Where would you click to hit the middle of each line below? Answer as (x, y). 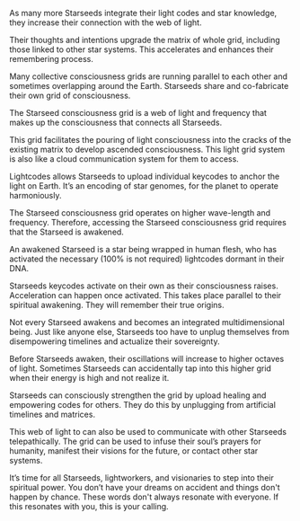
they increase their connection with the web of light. (106, 22)
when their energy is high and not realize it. (89, 378)
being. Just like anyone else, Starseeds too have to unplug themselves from (150, 332)
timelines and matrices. (53, 414)
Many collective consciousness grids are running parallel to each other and (149, 76)
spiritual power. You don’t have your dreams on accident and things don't (145, 487)
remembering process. (52, 59)
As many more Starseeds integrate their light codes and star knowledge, (143, 13)
